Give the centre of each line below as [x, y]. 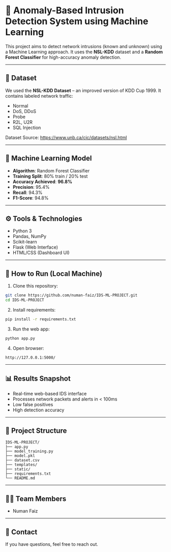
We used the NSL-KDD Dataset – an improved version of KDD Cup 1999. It [83, 90]
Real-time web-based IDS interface [50, 393]
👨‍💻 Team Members [36, 499]
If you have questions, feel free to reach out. [52, 544]
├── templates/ [21, 465]
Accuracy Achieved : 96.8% [42, 182]
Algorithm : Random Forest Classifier [51, 170]
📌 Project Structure [36, 430]
